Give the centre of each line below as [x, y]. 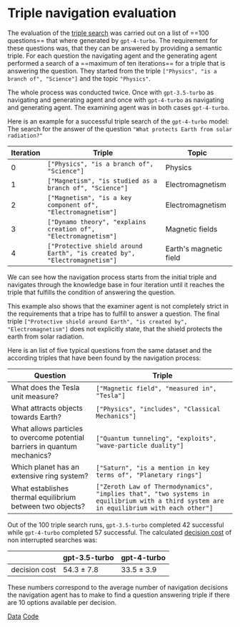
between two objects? [48, 506]
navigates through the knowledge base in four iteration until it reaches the [116, 284]
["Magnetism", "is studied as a [102, 181]
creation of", [71, 229]
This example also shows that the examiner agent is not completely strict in [118, 306]
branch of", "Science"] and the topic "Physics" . [79, 78]
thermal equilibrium [44, 497]
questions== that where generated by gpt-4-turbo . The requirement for [113, 40]
